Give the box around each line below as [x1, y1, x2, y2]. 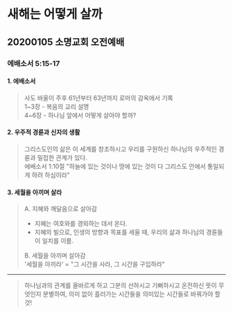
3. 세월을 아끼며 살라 [7, 188, 62, 196]
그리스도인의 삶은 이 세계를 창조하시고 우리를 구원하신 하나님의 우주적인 [24, 145, 217, 153]
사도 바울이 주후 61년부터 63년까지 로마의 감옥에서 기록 [24, 93, 173, 102]
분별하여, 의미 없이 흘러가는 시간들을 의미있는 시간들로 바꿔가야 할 [42, 290, 221, 298]
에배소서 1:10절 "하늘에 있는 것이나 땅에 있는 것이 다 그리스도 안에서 [24, 162, 206, 170]
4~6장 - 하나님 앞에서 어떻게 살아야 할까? [24, 111, 137, 119]
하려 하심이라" [31, 170, 71, 179]
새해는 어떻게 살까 [7, 6, 103, 22]
